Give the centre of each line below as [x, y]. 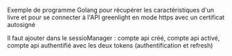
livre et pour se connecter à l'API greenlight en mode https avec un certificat [116, 17]
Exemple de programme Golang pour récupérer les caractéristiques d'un [111, 10]
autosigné [21, 25]
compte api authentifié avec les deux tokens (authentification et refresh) [110, 45]
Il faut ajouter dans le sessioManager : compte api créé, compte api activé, [114, 38]
